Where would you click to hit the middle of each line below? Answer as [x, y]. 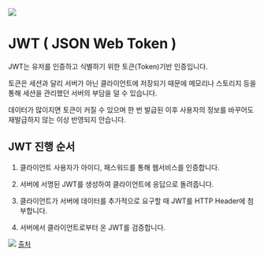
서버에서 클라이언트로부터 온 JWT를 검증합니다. [93, 227]
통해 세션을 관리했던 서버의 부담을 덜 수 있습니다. [83, 93]
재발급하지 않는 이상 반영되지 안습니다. [67, 119]
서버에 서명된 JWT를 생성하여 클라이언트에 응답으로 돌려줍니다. [117, 184]
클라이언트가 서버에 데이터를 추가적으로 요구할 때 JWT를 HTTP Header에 [132, 201]
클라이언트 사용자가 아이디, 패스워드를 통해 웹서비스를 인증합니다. [120, 167]
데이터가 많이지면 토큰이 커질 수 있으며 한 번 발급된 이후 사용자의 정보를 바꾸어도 [131, 109]
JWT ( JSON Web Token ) [93, 44]
